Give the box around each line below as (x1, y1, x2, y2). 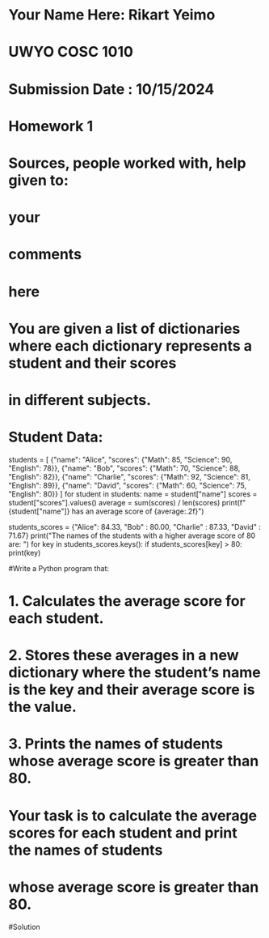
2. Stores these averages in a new (8, 646, 240, 665)
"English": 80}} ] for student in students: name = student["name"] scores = (8, 488, 258, 499)
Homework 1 (8, 117, 94, 135)
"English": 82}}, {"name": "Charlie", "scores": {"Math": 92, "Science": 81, (8, 471, 250, 481)
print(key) (8, 548, 41, 557)
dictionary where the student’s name (8, 663, 261, 682)
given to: (8, 171, 69, 190)
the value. (8, 698, 77, 716)
